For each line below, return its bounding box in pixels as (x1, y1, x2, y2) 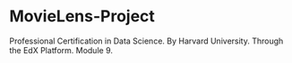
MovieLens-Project (9, 6, 155, 27)
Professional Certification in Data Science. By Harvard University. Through (9, 35, 284, 46)
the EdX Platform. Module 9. (9, 44, 114, 55)
